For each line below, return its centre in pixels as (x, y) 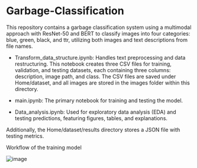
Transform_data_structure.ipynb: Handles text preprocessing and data (100, 57)
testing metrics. (25, 136)
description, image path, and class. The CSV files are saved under (95, 76)
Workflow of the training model (44, 147)
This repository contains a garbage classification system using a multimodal (99, 27)
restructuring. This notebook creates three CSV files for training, (93, 64)
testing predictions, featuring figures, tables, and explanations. (91, 118)
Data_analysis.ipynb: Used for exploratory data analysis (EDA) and (95, 112)
